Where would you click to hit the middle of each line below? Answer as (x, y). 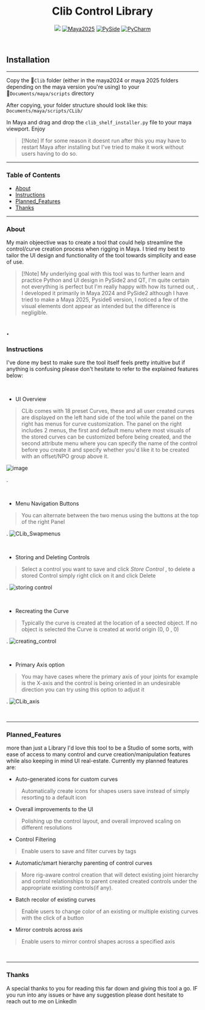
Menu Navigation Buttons (47, 504)
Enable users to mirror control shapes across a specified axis (98, 942)
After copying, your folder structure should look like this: (77, 105)
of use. (15, 262)
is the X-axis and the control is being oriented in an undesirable (101, 683)
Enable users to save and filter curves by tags (79, 851)
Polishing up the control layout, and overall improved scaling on (101, 821)
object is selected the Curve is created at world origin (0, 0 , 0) (100, 629)
